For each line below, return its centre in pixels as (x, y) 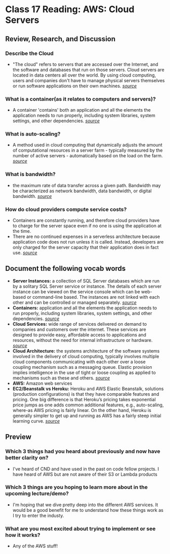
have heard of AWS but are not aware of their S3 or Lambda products (85, 474)
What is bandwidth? (30, 175)
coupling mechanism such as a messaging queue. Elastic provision (82, 367)
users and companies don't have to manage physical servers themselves (89, 80)
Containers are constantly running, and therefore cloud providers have (86, 220)
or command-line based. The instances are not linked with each (94, 297)
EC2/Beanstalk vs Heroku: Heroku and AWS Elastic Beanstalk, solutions (88, 389)
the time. (22, 231)
